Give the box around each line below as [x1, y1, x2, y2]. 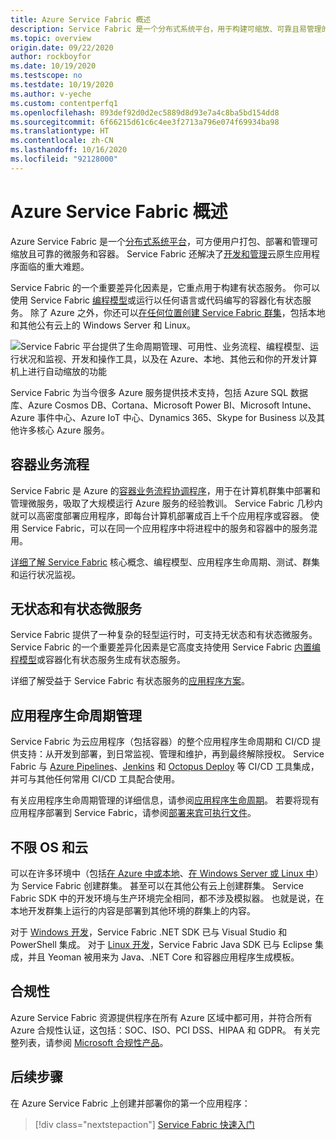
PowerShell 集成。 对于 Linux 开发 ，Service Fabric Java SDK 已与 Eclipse [10, 938, 313, 950]
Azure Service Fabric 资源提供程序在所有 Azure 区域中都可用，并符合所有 [10, 1011, 313, 1023]
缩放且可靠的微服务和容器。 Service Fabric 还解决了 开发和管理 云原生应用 [10, 247, 312, 260]
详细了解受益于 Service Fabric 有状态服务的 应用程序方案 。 [10, 675, 251, 687]
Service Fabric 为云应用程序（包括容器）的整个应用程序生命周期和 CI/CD [10, 736, 310, 748]
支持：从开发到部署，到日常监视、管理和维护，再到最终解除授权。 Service [18, 748, 325, 760]
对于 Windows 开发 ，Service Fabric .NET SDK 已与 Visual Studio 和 [10, 926, 288, 938]
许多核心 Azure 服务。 [18, 424, 110, 436]
